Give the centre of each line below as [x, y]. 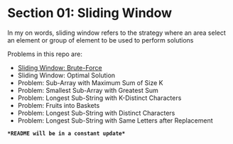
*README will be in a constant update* [66, 133]
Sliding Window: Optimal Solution [66, 75]
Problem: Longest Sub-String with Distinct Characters [96, 113]
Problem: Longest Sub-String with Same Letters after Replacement [115, 120]
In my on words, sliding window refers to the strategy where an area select [116, 33]
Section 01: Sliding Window [90, 13]
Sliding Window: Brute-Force [60, 67]
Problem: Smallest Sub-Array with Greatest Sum [88, 90]
